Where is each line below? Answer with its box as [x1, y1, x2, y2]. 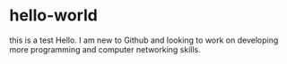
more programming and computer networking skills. [9, 44, 202, 54]
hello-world [9, 5, 99, 26]
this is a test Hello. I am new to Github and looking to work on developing [9, 35, 279, 45]
